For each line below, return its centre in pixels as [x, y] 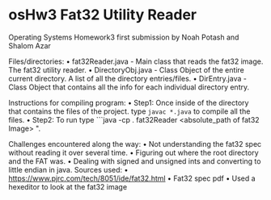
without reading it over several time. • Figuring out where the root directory [133, 152]
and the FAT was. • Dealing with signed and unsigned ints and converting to [135, 161]
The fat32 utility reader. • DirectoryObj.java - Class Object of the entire [126, 69]
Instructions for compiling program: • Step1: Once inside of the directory [129, 102]
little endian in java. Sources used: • [68, 169]
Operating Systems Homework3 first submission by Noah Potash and [124, 37]
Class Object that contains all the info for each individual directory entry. [129, 87]
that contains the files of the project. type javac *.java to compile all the [129, 111]
